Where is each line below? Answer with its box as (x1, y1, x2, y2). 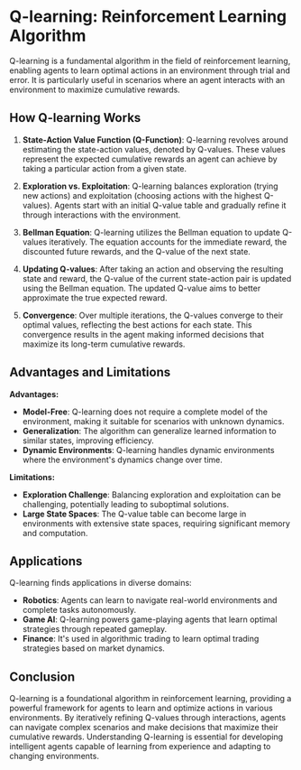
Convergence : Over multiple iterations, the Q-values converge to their (22, 310, 284, 320)
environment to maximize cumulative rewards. (9, 84, 180, 95)
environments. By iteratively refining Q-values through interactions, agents (9, 712, 287, 723)
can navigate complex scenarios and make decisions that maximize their (9, 722, 279, 733)
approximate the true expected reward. (22, 292, 169, 303)
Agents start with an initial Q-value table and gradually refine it (53, 199, 287, 210)
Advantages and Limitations (9, 365, 171, 380)
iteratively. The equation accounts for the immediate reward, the (49, 237, 287, 247)
